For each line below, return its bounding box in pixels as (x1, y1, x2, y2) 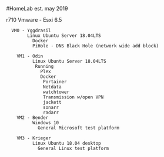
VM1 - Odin (16, 53, 43, 59)
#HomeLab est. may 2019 (6, 5, 68, 12)
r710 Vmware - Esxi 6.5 (6, 16, 62, 23)
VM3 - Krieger (16, 135, 51, 141)
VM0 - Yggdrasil (11, 28, 51, 33)
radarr (43, 110, 59, 115)
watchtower (43, 89, 69, 95)
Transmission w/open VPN (43, 94, 104, 100)
